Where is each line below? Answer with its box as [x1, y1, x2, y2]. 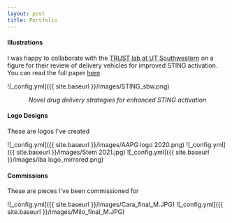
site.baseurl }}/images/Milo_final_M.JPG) [7, 208, 125, 216]
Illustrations [7, 38, 43, 47]
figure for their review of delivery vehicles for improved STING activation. [7, 61, 218, 70]
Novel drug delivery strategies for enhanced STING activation [28, 95, 207, 104]
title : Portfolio [7, 17, 58, 24]
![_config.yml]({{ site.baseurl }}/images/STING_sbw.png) [7, 82, 170, 91]
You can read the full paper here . [7, 68, 103, 77]
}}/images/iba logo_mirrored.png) [7, 155, 104, 164]
